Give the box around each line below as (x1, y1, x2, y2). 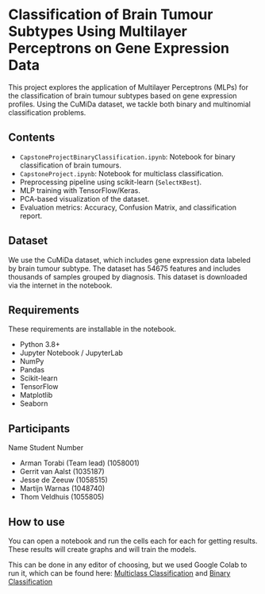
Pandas (19, 365, 45, 375)
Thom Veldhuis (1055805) (19, 492, 105, 502)
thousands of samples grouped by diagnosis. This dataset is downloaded (8, 272, 248, 281)
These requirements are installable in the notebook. (8, 324, 177, 334)
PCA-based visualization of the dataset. (19, 194, 150, 203)
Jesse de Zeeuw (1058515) (19, 475, 109, 485)
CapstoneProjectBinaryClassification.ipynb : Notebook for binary (19, 152, 236, 161)
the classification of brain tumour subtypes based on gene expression (8, 91, 237, 100)
